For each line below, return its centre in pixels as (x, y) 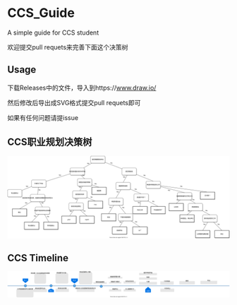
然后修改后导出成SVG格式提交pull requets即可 (74, 102)
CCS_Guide (41, 13)
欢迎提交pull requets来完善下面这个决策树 (68, 47)
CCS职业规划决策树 (50, 142)
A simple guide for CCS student (53, 32)
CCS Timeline (38, 258)
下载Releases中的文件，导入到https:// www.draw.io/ (82, 88)
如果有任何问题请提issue (43, 117)
